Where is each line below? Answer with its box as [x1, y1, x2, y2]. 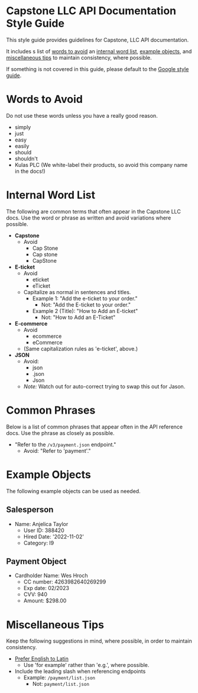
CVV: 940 [23, 591, 47, 598]
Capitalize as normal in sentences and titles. [23, 288, 131, 295]
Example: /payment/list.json [23, 674, 96, 681]
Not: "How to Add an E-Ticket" [41, 314, 116, 321]
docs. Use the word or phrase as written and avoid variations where [6, 214, 171, 221]
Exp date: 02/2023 [23, 585, 70, 592]
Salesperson [6, 505, 54, 515]
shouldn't [14, 155, 38, 162]
